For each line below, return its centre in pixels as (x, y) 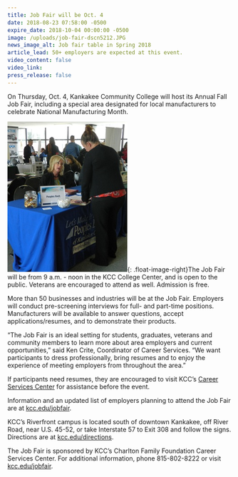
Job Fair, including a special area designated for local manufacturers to (112, 104)
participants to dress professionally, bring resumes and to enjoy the (106, 357)
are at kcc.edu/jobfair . (40, 408)
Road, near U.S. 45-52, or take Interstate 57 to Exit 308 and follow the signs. (119, 429)
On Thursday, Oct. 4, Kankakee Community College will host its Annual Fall (117, 96)
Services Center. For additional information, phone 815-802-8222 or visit (114, 458)
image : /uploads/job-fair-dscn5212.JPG (67, 38)
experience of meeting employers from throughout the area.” (97, 365)
